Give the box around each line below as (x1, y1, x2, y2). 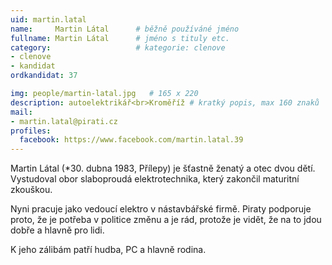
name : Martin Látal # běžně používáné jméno (10, 24, 240, 34)
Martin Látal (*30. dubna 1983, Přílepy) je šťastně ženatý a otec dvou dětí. (10, 162, 316, 175)
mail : (10, 107, 33, 117)
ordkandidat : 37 (10, 71, 78, 81)
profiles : (10, 126, 52, 136)
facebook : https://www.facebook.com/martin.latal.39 (19, 135, 244, 145)
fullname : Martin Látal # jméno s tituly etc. (10, 33, 230, 43)
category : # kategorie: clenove (10, 42, 226, 53)
